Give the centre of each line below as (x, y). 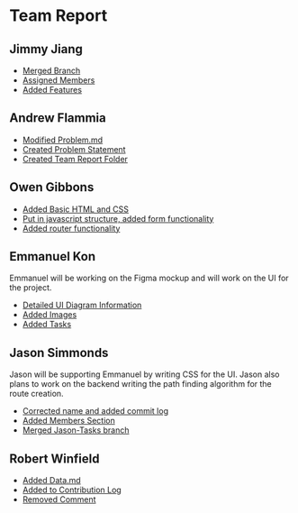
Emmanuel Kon (53, 256)
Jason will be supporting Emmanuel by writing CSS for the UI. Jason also (145, 374)
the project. (31, 288)
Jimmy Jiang (46, 49)
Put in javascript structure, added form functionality (118, 218)
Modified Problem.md (63, 140)
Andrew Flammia (58, 118)
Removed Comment (59, 499)
